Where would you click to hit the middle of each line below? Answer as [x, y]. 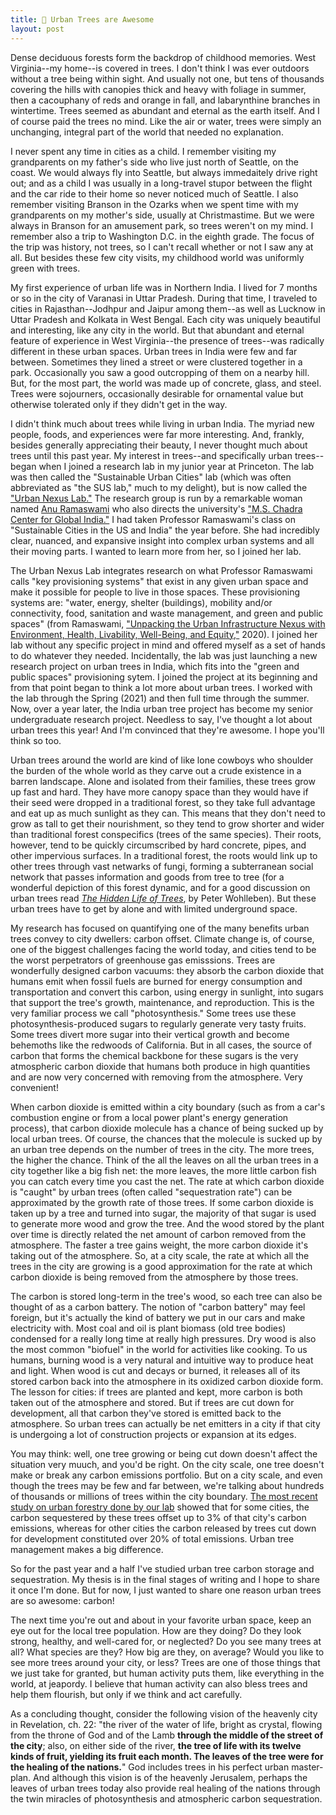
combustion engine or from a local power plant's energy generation [149, 1117]
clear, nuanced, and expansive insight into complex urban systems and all [162, 540]
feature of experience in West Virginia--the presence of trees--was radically [167, 340]
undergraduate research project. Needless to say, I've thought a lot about [161, 719]
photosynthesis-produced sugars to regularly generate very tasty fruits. [158, 1023]
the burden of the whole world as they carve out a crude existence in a [156, 770]
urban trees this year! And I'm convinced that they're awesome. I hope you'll [167, 730]
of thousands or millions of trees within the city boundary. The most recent [164, 1496]
